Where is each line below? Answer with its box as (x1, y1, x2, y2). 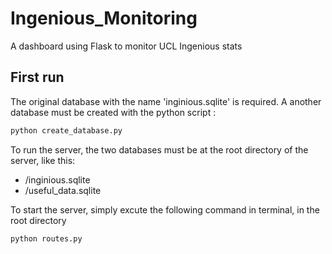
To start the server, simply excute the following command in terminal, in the (10, 203, 320, 216)
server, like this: (10, 154, 76, 166)
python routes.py (10, 233, 83, 244)
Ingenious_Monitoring (10, 7, 198, 30)
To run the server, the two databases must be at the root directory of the (10, 143, 309, 156)
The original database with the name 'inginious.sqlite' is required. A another (10, 95, 322, 107)
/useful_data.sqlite (24, 184, 102, 196)
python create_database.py (10, 125, 123, 136)
